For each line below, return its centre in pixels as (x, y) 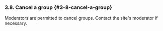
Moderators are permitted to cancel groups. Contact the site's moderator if (81, 18)
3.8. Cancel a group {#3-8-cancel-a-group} (58, 7)
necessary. (16, 23)
